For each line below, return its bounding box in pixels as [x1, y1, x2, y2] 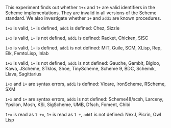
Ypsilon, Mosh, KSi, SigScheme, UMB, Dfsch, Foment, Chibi [5, 101, 131, 108]
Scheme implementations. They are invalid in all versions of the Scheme [5, 10, 157, 16]
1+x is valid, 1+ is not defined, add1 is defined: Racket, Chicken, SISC [5, 35, 149, 41]
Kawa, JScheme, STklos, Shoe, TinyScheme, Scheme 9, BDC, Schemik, [5, 66, 156, 71]
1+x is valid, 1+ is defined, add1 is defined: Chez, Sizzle [5, 25, 120, 31]
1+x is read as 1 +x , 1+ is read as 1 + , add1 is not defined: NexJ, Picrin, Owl [5, 112, 162, 117]
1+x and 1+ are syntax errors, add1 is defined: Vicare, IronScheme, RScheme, [5, 81, 166, 87]
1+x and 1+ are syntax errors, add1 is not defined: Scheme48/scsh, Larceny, [5, 96, 164, 102]
